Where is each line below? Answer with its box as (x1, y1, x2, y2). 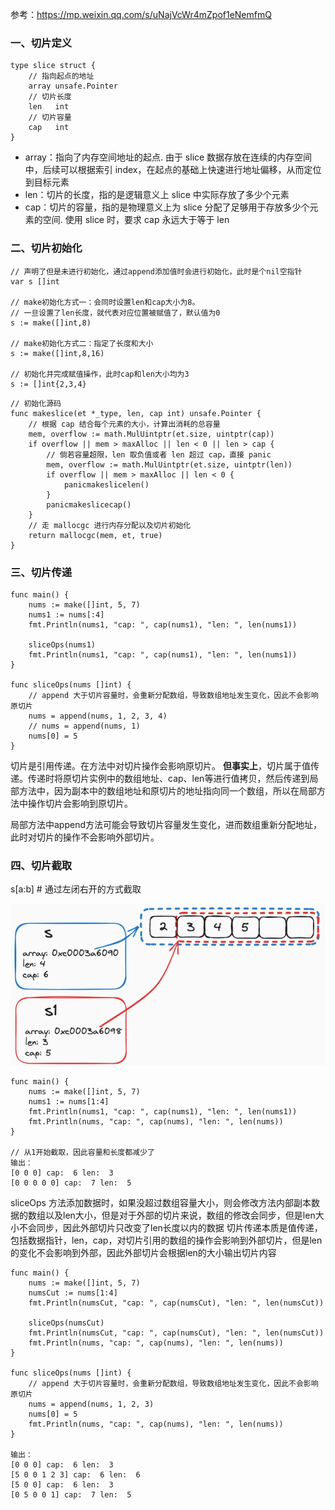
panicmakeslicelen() (63, 479, 150, 490)
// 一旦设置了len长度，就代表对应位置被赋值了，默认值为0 (10, 308, 221, 318)
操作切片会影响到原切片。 (27, 797, 133, 809)
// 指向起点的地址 (28, 71, 95, 82)
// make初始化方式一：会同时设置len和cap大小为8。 (10, 297, 200, 307)
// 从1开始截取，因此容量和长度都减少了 (10, 1148, 155, 1158)
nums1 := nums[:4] (28, 609, 105, 620)
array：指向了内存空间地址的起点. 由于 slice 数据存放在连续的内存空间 (24, 151, 313, 163)
